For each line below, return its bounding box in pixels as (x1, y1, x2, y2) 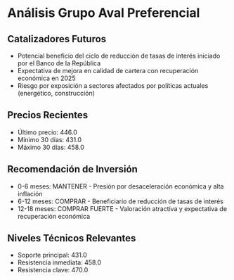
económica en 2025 (17, 74, 76, 82)
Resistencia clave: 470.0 (17, 266, 89, 274)
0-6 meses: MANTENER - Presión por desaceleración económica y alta (17, 182, 224, 191)
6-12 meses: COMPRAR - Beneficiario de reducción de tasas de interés (17, 197, 223, 205)
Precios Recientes (7, 109, 89, 121)
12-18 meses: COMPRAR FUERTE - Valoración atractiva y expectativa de (17, 204, 227, 212)
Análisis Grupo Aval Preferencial (7, 5, 200, 21)
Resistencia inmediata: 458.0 (17, 258, 102, 267)
